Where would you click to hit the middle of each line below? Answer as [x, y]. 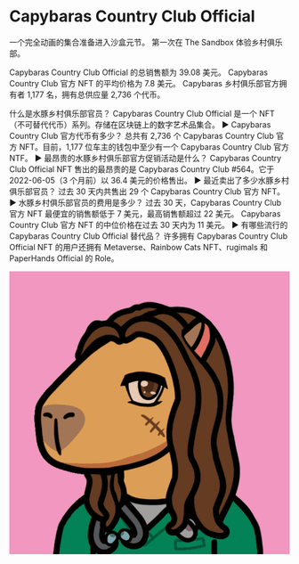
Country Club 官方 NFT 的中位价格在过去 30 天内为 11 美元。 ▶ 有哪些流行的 [149, 225]
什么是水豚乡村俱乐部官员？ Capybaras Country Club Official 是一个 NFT [142, 113]
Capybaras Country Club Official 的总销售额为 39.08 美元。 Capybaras [139, 72]
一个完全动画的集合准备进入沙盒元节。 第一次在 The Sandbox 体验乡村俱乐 [146, 42]
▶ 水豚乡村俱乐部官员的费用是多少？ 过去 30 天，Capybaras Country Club [145, 202]
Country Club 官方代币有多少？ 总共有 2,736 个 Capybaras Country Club [141, 135]
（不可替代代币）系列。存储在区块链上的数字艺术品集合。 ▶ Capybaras [140, 124]
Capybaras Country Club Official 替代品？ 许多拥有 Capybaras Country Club [149, 236]
